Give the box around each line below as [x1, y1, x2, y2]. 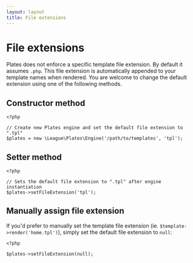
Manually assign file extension [6, 206, 124, 216]
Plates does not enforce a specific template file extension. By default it [6, 61, 183, 68]
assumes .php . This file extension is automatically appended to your [6, 68, 176, 75]
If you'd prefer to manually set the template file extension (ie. [6, 222, 159, 229]
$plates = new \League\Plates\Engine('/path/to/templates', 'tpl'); [6, 135, 183, 142]
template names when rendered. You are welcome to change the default [6, 74, 187, 81]
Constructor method [6, 98, 86, 108]
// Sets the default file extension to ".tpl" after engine [6, 179, 162, 185]
